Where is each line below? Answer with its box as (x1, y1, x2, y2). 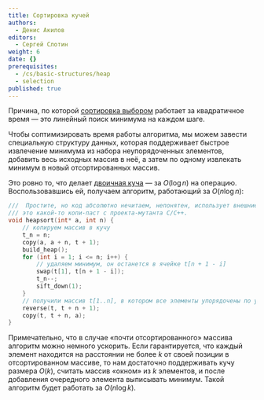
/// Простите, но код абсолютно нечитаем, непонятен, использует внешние (8, 202, 258, 210)
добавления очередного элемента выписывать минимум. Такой (8, 375, 225, 384)
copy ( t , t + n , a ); (22, 311, 86, 319)
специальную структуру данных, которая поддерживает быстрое (8, 138, 229, 148)
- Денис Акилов (15, 26, 65, 34)
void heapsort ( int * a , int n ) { (8, 217, 114, 225)
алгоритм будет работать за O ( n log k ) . (8, 383, 136, 393)
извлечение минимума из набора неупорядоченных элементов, (8, 146, 225, 156)
